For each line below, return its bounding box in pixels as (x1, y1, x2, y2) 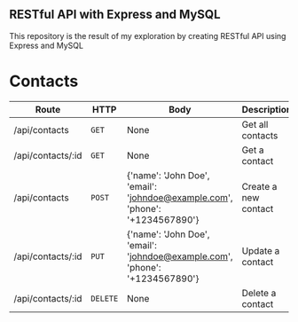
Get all (241, 118, 269, 130)
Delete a (241, 287, 277, 299)
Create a (241, 180, 278, 192)
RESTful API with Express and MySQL (9, 7, 221, 22)
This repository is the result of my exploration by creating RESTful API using (9, 30, 286, 41)
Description (241, 103, 293, 115)
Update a (241, 244, 280, 256)
